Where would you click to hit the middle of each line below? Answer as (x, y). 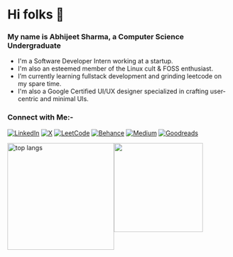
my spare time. (39, 84)
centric (28, 99)
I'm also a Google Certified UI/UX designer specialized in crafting (113, 91)
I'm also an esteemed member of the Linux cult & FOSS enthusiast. (115, 69)
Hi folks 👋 (36, 15)
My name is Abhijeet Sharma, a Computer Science (96, 37)
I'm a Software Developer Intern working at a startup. (95, 61)
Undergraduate (34, 46)
